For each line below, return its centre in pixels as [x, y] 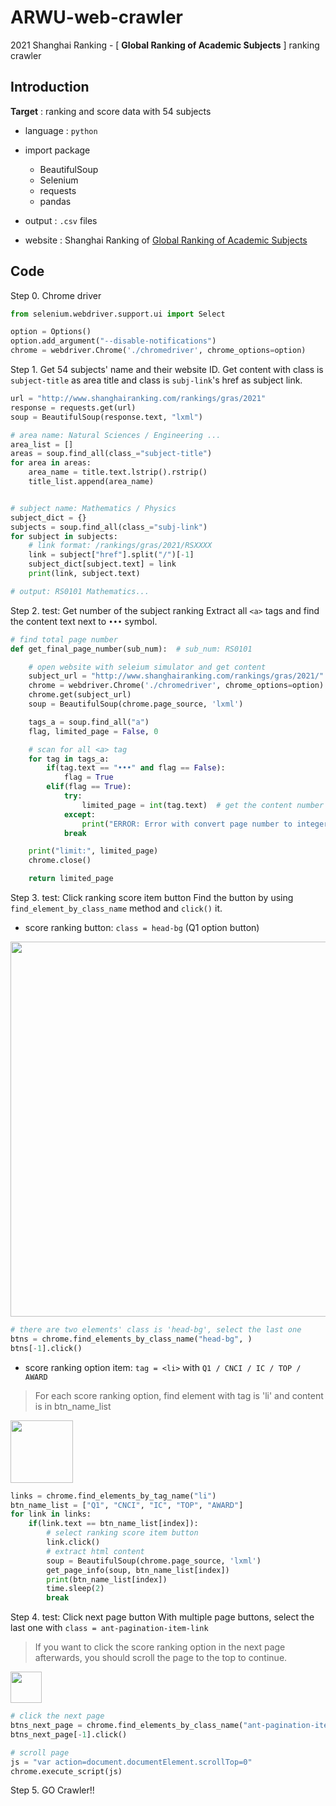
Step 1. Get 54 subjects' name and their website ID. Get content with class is [167, 370]
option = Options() [51, 332]
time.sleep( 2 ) [75, 1589]
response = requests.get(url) [73, 407]
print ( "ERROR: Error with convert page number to [187, 824]
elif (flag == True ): [89, 787]
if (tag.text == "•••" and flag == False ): [136, 768]
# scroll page [40, 1752]
